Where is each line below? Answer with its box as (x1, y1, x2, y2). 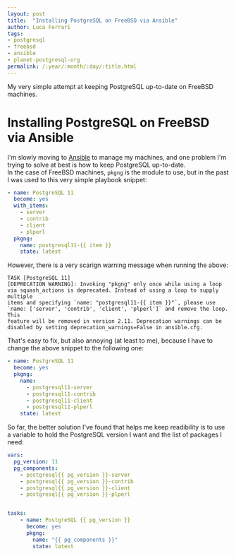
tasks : (7, 510, 27, 517)
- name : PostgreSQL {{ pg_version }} (20, 516, 131, 524)
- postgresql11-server (25, 384, 93, 391)
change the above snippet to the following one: (7, 344, 144, 353)
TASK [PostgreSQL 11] (7, 275, 71, 282)
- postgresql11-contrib (25, 390, 97, 398)
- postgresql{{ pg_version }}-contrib (20, 478, 134, 485)
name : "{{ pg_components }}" (32, 536, 118, 543)
